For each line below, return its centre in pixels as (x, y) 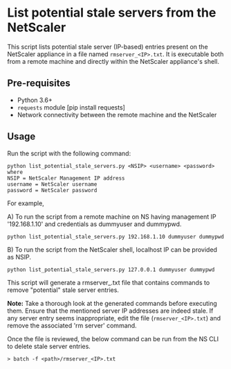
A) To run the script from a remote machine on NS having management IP (112, 216)
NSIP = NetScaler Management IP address (66, 178)
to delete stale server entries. (49, 346)
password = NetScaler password (52, 190)
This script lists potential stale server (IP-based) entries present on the (108, 46)
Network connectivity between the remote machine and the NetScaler (117, 114)
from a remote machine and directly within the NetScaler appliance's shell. (113, 61)
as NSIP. (19, 257)
